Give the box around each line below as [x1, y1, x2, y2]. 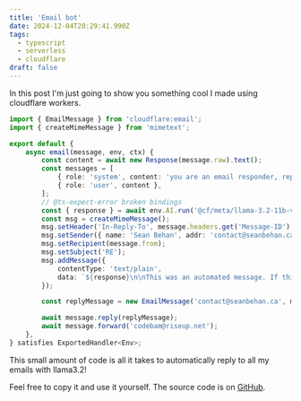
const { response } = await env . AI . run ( [41, 205, 194, 215]
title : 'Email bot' [9, 13, 82, 22]
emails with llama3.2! [9, 364, 87, 375]
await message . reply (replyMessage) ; [41, 313, 178, 323]
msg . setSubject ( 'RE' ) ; [41, 248, 126, 257]
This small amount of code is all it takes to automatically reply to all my [9, 354, 270, 365]
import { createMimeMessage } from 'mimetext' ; [9, 123, 191, 132]
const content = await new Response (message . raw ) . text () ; [41, 156, 262, 165]
